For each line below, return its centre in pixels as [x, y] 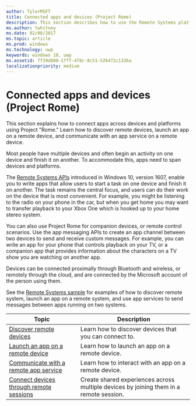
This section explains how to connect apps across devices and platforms [94, 124]
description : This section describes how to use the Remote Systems [91, 22]
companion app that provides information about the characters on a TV [91, 251]
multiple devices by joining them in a [130, 387]
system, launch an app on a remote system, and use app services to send [95, 299]
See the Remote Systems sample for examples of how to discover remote [94, 292]
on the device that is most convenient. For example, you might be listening [95, 196]
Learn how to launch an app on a [125, 346]
